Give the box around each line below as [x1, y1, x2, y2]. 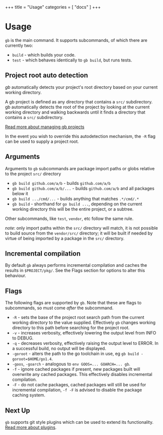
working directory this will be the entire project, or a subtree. [12, 206, 134, 212]
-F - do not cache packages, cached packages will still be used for [12, 382, 146, 388]
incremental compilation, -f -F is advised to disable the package [12, 387, 142, 393]
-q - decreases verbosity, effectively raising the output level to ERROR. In [12, 340, 159, 346]
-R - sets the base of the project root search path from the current [12, 315, 145, 320]
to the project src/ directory [5, 171, 61, 177]
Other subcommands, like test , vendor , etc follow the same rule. [5, 216, 134, 221]
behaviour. [5, 273, 27, 278]
